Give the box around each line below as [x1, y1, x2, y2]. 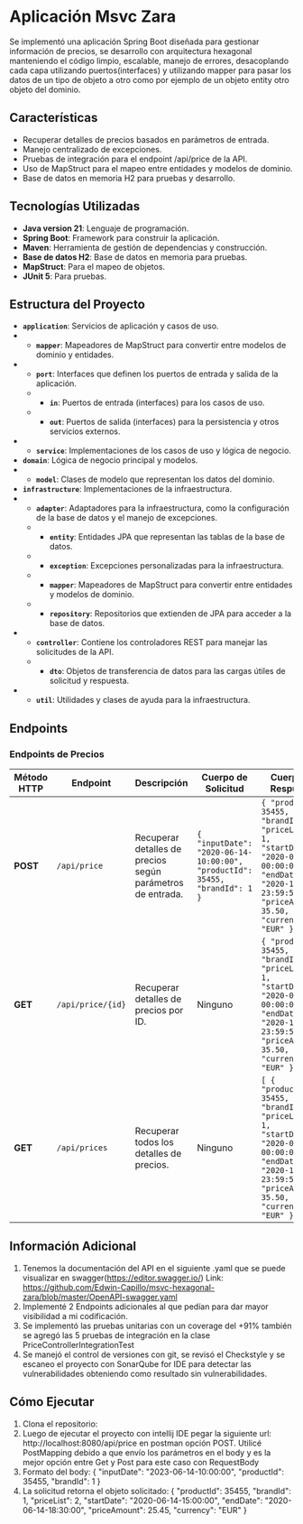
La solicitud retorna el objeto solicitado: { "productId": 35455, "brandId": [22, 1485, 291, 1496]
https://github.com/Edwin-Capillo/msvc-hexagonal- [22, 1281, 215, 1292]
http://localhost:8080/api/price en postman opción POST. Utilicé [22, 1437, 262, 1448]
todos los [134, 1136, 174, 1149]
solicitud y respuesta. [49, 675, 130, 687]
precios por [134, 1004, 184, 1017]
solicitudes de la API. [35, 647, 115, 658]
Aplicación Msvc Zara [9, 6, 177, 27]
